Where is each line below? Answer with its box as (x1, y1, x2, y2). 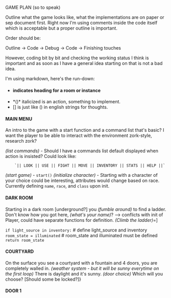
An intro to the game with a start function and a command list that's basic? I (5, 127, 164, 133)
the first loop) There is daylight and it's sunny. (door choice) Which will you (5, 270, 163, 277)
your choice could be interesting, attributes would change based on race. (5, 177, 160, 184)
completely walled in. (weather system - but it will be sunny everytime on (5, 265, 159, 271)
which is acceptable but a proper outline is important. (5, 25, 117, 31)
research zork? (5, 138, 37, 144)
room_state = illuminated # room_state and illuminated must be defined (5, 232, 158, 238)
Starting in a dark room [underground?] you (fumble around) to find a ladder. (5, 206, 166, 212)
